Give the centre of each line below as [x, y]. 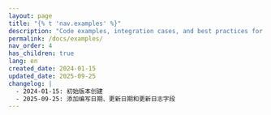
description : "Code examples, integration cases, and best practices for [136, 31]
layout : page [30, 16]
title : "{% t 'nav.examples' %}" [65, 23]
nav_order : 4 [30, 46]
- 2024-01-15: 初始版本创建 [59, 91]
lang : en [23, 62]
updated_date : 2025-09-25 [52, 76]
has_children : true [41, 53]
